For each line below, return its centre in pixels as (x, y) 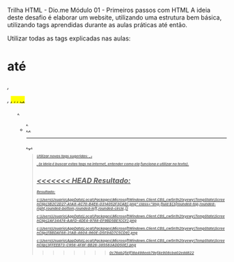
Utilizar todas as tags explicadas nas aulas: (69, 38)
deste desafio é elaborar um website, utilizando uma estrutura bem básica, (115, 17)
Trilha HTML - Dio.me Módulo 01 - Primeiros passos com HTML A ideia (109, 10)
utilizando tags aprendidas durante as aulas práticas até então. (97, 25)
